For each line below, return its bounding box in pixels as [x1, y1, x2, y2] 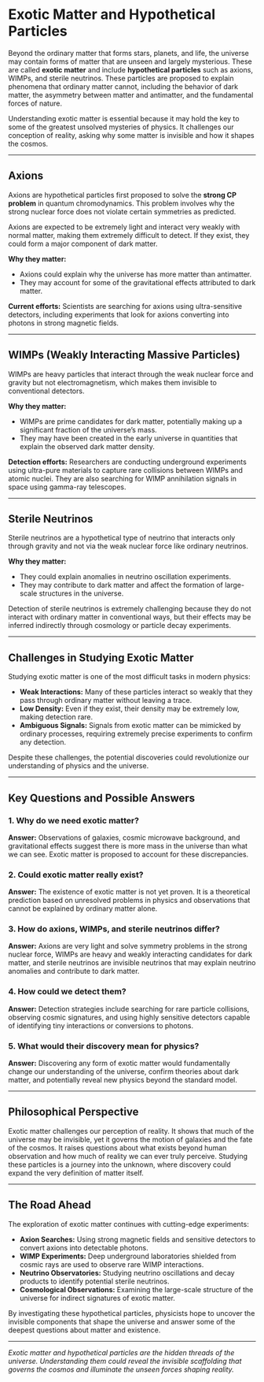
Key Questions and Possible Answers [8, 791, 196, 804]
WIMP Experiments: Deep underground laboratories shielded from [19, 1251, 236, 1261]
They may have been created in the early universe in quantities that [19, 433, 238, 443]
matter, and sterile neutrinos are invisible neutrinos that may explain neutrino [8, 958, 256, 968]
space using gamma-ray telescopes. [8, 482, 127, 492]
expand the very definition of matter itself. [8, 1168, 144, 1177]
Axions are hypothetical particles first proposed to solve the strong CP [8, 190, 237, 199]
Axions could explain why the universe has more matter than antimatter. [19, 269, 252, 279]
